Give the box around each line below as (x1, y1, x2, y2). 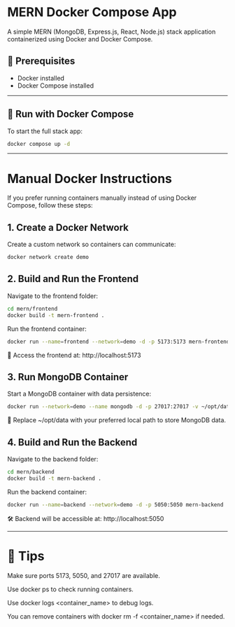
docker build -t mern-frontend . (7, 311, 105, 319)
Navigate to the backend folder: (7, 455, 99, 463)
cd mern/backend (7, 468, 55, 476)
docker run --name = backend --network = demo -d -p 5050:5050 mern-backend (7, 501, 224, 508)
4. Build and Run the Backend (7, 436, 138, 448)
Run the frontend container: (7, 324, 87, 333)
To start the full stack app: (7, 127, 83, 135)
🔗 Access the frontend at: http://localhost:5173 (7, 351, 141, 359)
